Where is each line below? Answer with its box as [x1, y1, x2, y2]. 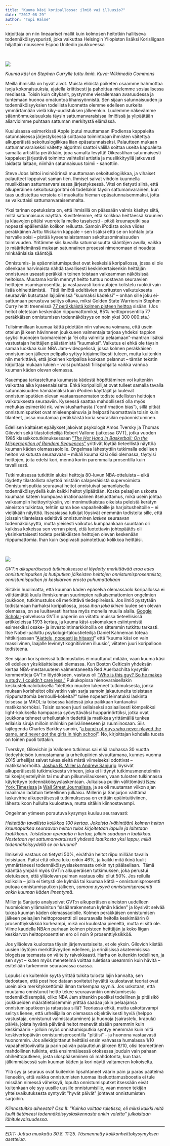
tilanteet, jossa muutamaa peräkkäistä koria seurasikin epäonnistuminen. [5, 415, 157, 421]
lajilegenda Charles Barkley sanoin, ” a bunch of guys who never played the [5, 726, 161, 732]
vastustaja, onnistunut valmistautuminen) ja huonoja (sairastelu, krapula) [5, 1016, 156, 1022]
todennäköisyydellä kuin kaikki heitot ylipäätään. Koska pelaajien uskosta [5, 488, 157, 494]
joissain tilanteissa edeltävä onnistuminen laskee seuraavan [5, 515, 130, 521]
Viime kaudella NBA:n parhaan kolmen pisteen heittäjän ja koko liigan [5, 926, 149, 932]
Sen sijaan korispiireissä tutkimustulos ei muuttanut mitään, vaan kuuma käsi [5, 656, 165, 662]
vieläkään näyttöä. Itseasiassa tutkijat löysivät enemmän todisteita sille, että [5, 510, 163, 516]
